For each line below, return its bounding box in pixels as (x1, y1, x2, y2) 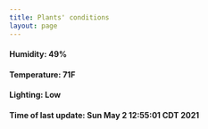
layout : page (9, 21, 58, 30)
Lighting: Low (9, 90, 61, 101)
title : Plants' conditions (9, 12, 110, 22)
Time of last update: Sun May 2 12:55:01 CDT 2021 (9, 109, 199, 120)
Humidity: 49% (9, 49, 67, 60)
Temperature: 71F (9, 69, 76, 80)
